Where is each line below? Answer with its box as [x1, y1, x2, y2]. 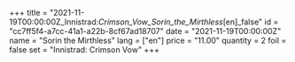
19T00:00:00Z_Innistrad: [9, 17, 99, 27]
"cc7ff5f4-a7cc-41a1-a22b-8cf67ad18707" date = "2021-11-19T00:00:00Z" [9, 26, 282, 36]
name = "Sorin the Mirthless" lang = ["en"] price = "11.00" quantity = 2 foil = [9, 35, 287, 45]
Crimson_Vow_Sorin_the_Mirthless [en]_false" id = [98, 17, 279, 27]
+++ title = [9, 8, 49, 17]
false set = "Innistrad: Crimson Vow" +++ [9, 45, 159, 55]
